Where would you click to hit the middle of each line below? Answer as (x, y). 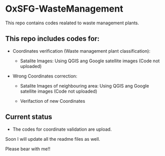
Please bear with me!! (28, 149)
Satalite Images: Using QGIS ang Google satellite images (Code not (90, 61)
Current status (29, 117)
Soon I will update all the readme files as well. (53, 139)
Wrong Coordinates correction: (45, 76)
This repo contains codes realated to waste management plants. (72, 23)
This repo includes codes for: (52, 39)
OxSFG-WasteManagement (64, 9)
